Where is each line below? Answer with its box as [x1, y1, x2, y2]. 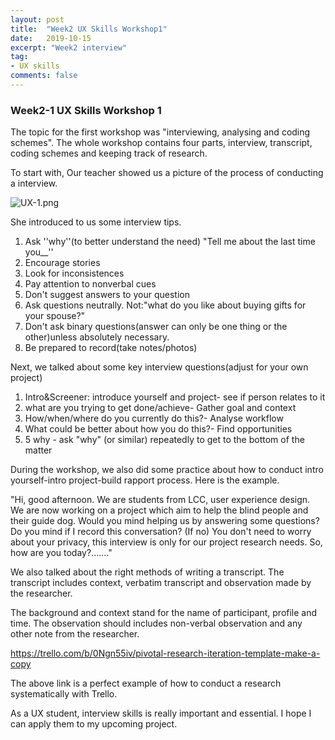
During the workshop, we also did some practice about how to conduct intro [10, 464, 324, 476]
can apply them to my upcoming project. [10, 718, 178, 730]
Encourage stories [24, 257, 101, 269]
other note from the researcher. [10, 628, 140, 640]
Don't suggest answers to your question [24, 289, 190, 301]
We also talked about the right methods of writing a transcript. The [10, 566, 285, 578]
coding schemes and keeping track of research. [10, 147, 208, 160]
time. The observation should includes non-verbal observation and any [10, 617, 303, 630]
